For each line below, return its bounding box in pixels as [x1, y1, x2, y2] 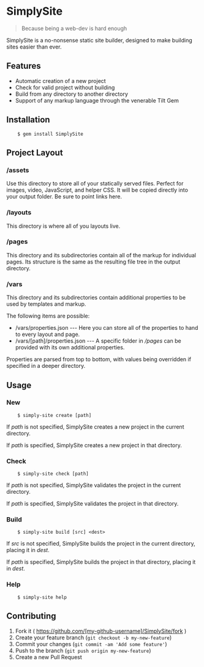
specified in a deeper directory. [6, 362, 86, 370]
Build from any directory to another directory [15, 90, 129, 98]
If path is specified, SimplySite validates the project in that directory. [6, 500, 179, 507]
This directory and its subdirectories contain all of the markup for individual [6, 251, 196, 259]
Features [6, 61, 41, 71]
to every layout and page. [15, 330, 80, 338]
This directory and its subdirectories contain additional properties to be [6, 294, 186, 302]
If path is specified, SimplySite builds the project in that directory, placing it [6, 558, 196, 566]
